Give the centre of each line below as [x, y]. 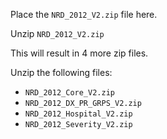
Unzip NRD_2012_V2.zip [57, 33]
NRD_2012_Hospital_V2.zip [78, 114]
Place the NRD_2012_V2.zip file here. [84, 14]
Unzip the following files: [61, 72]
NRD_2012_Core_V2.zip [69, 93]
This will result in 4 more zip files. [79, 53]
